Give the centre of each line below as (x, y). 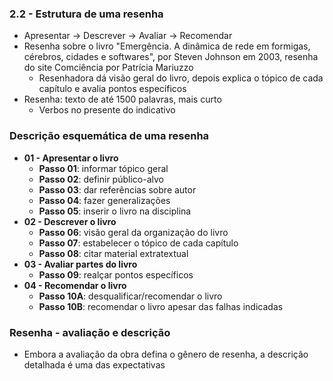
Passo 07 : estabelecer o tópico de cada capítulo (138, 243)
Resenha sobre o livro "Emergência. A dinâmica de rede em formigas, (167, 46)
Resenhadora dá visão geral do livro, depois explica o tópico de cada (181, 78)
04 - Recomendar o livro (75, 285)
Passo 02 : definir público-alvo (101, 179)
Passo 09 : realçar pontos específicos (116, 274)
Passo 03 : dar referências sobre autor (117, 189)
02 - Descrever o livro (70, 221)
